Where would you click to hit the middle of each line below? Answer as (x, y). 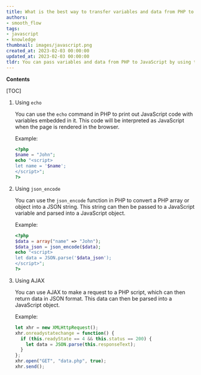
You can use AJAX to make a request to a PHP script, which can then (100, 292)
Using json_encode (38, 188)
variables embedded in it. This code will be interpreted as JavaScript (99, 120)
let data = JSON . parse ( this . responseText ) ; (81, 344)
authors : (17, 17)
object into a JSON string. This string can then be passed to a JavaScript (105, 206)
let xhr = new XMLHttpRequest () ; (57, 328)
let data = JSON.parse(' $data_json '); (63, 258)
